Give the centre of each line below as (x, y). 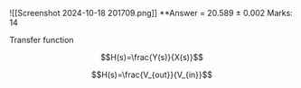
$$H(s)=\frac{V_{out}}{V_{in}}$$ (152, 75)
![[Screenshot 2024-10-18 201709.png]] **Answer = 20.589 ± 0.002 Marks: (151, 13)
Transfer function (42, 40)
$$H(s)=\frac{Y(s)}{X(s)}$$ (152, 57)
